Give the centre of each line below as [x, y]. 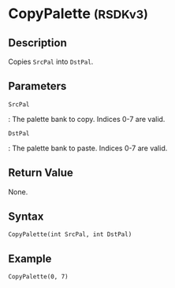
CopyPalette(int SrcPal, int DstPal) [70, 234]
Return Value [41, 173]
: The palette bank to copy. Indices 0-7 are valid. [87, 119]
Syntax [26, 217]
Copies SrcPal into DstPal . [51, 61]
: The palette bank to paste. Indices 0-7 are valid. [88, 148]
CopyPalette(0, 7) [38, 277]
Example [30, 258]
